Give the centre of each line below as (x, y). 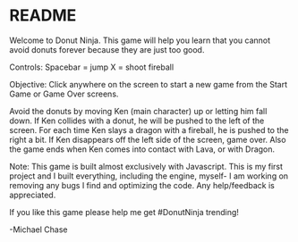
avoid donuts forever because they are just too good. (107, 49)
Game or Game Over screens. (64, 94)
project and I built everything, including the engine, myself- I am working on (149, 176)
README (43, 16)
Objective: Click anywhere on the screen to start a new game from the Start (149, 84)
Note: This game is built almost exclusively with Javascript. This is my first (146, 166)
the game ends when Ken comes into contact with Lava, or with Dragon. (142, 149)
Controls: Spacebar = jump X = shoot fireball (92, 67)
